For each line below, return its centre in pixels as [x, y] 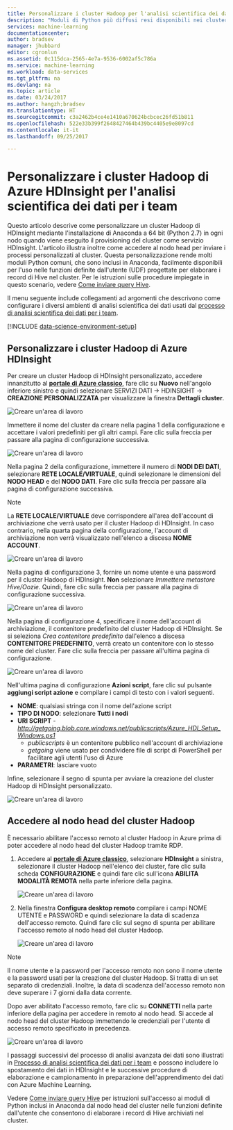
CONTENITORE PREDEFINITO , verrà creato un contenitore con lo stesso [110, 643]
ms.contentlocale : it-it [43, 130]
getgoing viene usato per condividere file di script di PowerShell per [124, 750]
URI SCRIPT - [36, 721]
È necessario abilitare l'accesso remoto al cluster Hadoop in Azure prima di [114, 837]
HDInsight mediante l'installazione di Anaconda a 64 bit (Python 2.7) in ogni [115, 233]
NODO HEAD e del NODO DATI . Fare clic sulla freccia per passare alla [107, 481]
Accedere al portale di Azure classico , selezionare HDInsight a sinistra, [120, 858]
